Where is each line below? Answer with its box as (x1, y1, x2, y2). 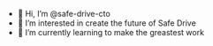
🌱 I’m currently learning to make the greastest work (17, 27, 205, 37)
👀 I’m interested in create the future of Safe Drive (17, 18, 196, 28)
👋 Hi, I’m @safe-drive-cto (17, 9, 110, 19)
